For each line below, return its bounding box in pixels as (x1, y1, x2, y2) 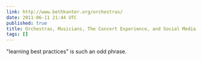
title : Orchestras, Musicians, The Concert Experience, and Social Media (6, 25, 197, 32)
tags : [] (6, 31, 28, 37)
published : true (6, 20, 47, 26)
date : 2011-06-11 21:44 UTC (6, 14, 77, 21)
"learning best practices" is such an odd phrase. (6, 48, 127, 55)
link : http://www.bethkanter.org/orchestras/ (6, 8, 123, 15)
